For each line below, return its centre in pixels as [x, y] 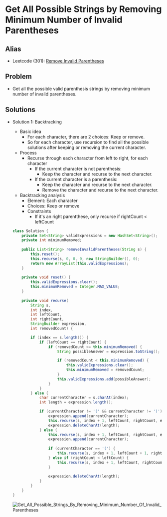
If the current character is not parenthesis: [78, 168]
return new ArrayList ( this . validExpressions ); [80, 263]
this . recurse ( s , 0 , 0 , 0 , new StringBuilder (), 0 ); [85, 258]
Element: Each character [53, 200]
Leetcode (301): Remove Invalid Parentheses [58, 61]
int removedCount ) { [52, 328]
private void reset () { [46, 277]
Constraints [39, 211]
